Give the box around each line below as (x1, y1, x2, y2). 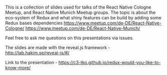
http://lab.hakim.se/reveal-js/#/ (5, 50, 70, 56)
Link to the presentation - (5, 60, 58, 65)
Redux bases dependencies (5, 20, 63, 26)
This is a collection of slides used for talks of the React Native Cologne (5, 4, 151, 10)
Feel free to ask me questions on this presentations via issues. (5, 35, 134, 41)
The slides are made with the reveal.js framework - (5, 45, 110, 50)
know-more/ (5, 65, 31, 71)
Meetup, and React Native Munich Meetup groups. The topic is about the (5, 9, 156, 15)
